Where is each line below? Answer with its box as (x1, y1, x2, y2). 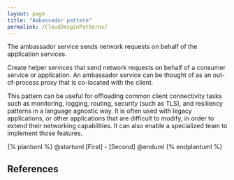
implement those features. (7, 129, 83, 137)
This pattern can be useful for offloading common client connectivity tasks (7, 92, 222, 100)
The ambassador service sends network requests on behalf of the (7, 43, 198, 51)
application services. (7, 50, 68, 58)
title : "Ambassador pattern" (7, 17, 92, 24)
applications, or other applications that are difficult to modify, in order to (7, 114, 214, 123)
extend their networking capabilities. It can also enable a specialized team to (7, 122, 228, 130)
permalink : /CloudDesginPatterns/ (7, 23, 108, 30)
